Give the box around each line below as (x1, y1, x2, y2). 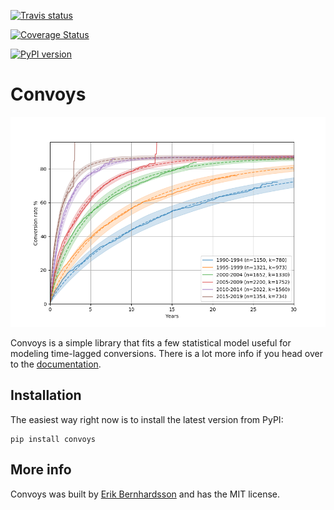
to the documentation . (10, 358, 102, 370)
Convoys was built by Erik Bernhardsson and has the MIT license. (10, 488, 281, 500)
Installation (10, 387, 82, 404)
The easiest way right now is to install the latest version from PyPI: (10, 413, 284, 425)
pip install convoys (10, 434, 97, 444)
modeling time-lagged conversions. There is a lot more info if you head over (10, 347, 324, 359)
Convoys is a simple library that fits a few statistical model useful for (10, 336, 292, 349)
